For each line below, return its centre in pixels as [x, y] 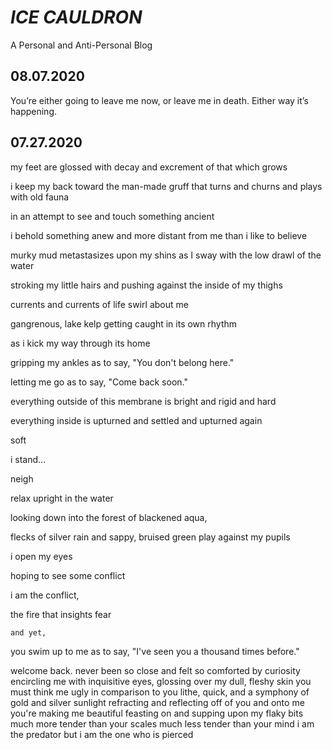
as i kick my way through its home [80, 343]
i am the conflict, [45, 595]
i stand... [28, 459]
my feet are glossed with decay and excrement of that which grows [149, 167]
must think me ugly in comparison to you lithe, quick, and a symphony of [160, 692]
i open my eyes [41, 556]
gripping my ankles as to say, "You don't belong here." [122, 362]
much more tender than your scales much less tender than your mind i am [162, 723]
